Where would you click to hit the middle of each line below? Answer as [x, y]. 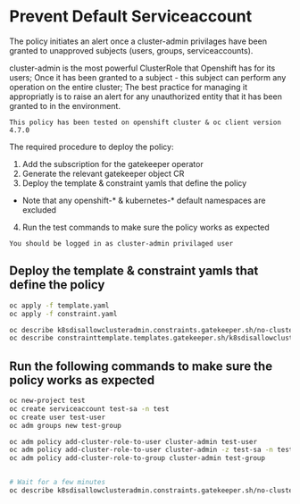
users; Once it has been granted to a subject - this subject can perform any [148, 77]
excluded [39, 210]
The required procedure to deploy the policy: [92, 147]
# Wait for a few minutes [57, 483]
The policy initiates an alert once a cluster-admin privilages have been [138, 41]
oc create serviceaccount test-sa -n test [89, 408]
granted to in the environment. [65, 105]
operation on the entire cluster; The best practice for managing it [129, 87]
